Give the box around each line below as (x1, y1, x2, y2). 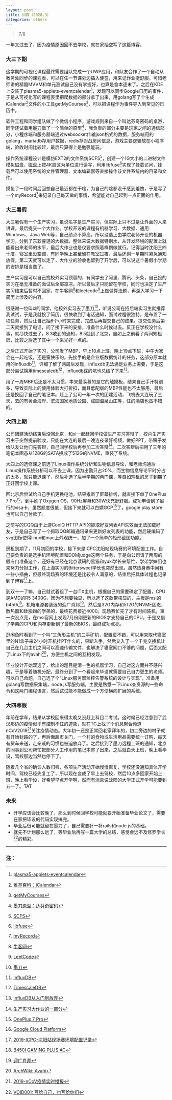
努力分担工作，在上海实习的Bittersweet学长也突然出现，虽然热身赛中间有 (10, 564, 164, 571)
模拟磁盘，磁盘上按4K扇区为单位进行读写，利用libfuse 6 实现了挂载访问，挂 (6, 161, 163, 168)
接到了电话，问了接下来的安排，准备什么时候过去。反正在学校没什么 (19, 324, 162, 331)
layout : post (6, 7, 34, 13)
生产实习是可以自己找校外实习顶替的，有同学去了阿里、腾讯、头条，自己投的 (6, 274, 167, 280)
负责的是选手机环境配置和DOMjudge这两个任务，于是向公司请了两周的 (14, 552, 163, 558)
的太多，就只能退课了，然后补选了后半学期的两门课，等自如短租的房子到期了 (6, 474, 167, 480)
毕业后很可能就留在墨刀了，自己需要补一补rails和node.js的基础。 (13, 823, 150, 829)
